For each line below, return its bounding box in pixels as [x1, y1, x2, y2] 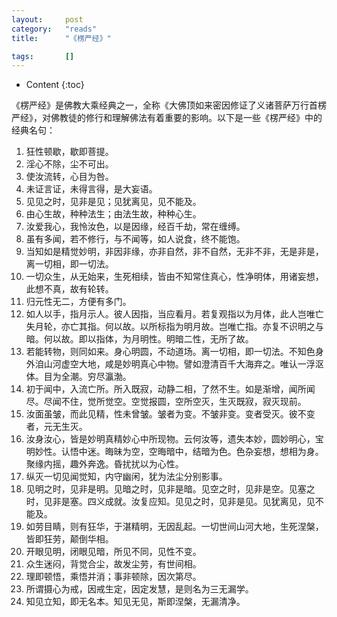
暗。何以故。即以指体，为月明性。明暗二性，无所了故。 [25, 333, 254, 345]
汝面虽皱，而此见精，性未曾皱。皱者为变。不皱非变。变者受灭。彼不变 [25, 408, 316, 420]
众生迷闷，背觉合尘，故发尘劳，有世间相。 [25, 558, 202, 570]
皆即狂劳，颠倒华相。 [25, 533, 114, 545]
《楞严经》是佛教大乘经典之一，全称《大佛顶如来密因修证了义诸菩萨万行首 [11, 99, 318, 111]
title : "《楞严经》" [11, 33, 112, 43]
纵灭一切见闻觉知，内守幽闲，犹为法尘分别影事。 [25, 471, 228, 483]
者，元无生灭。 [25, 421, 88, 433]
